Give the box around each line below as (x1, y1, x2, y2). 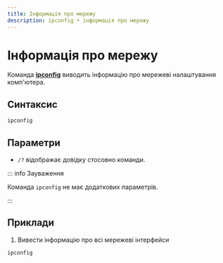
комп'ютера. (7, 78, 46, 87)
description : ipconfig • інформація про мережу (7, 17, 150, 24)
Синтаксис (7, 98, 58, 110)
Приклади (7, 216, 55, 229)
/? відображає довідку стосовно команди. (17, 155, 146, 164)
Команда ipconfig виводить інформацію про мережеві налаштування (7, 71, 217, 79)
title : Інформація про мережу (7, 10, 96, 18)
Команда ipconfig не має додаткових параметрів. (7, 183, 158, 191)
